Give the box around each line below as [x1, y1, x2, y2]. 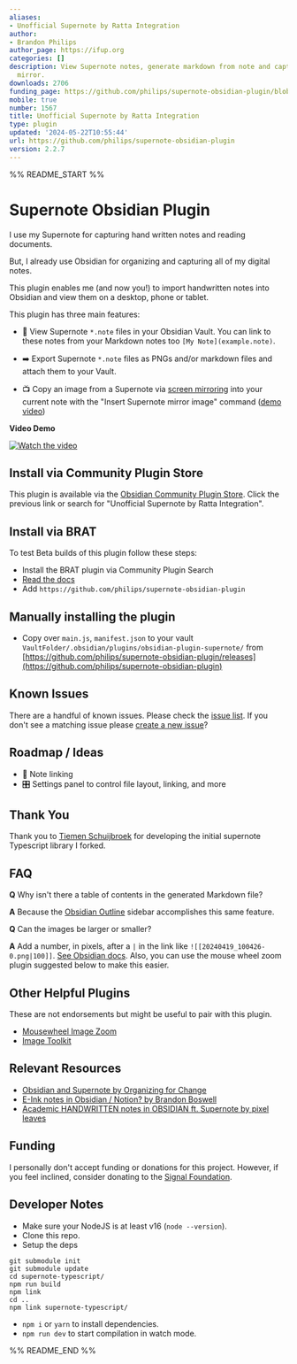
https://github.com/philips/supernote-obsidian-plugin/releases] [25, 651, 256, 662]
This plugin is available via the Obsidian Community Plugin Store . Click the [9, 489, 280, 500]
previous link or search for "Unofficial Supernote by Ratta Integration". [9, 498, 264, 509]
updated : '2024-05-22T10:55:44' [9, 128, 128, 137]
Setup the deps [21, 1239, 78, 1250]
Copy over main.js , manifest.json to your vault [21, 633, 194, 643]
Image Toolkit [21, 1036, 72, 1046]
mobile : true [9, 95, 57, 104]
